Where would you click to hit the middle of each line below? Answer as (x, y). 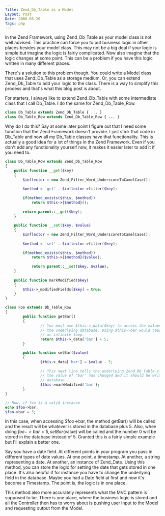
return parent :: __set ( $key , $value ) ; (70, 267)
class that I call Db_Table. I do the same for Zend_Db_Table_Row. (70, 103)
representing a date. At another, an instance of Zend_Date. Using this (75, 462)
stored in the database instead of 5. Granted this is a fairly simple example (80, 437)
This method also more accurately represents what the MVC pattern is (76, 492)
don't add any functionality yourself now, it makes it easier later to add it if (80, 147)
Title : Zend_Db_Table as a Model (39, 10)
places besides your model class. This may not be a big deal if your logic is (81, 48)
